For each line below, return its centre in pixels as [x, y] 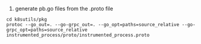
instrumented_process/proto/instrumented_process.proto [78, 35]
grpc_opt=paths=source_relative [47, 30]
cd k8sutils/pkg [27, 20]
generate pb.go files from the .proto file [64, 9]
